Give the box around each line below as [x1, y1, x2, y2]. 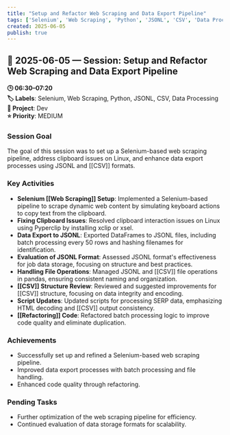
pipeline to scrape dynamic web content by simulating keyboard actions [16, 202, 220, 210]
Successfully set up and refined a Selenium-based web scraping [16, 351, 200, 359]
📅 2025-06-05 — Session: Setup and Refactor [7, 54, 207, 66]
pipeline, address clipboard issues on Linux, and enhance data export [7, 154, 203, 163]
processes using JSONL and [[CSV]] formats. [7, 162, 136, 170]
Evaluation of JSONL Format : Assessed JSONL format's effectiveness [16, 252, 217, 261]
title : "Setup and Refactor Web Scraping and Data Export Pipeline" [7, 10, 207, 17]
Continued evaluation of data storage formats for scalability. [16, 420, 187, 429]
